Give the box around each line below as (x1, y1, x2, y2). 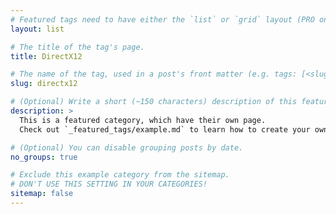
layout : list (10, 24, 65, 34)
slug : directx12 (10, 79, 78, 89)
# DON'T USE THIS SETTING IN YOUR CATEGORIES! (10, 179, 208, 190)
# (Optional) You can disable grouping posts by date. (10, 142, 244, 153)
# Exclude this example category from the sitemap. (10, 170, 230, 180)
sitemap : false (10, 189, 74, 199)
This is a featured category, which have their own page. (19, 115, 267, 125)
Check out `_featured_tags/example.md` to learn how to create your (19, 124, 311, 135)
